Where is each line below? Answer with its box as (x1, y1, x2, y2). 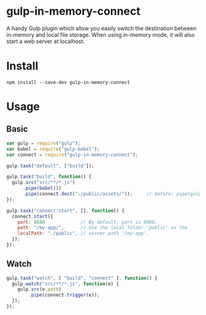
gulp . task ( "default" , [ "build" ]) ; (6, 162, 95, 169)
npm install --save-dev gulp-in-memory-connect (6, 79, 131, 85)
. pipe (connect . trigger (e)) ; (28, 292, 100, 298)
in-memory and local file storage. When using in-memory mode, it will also (6, 31, 195, 38)
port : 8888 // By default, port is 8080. (17, 219, 158, 225)
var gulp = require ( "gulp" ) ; (6, 140, 81, 146)
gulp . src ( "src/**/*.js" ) (12, 180, 75, 186)
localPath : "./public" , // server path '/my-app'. (17, 230, 150, 237)
